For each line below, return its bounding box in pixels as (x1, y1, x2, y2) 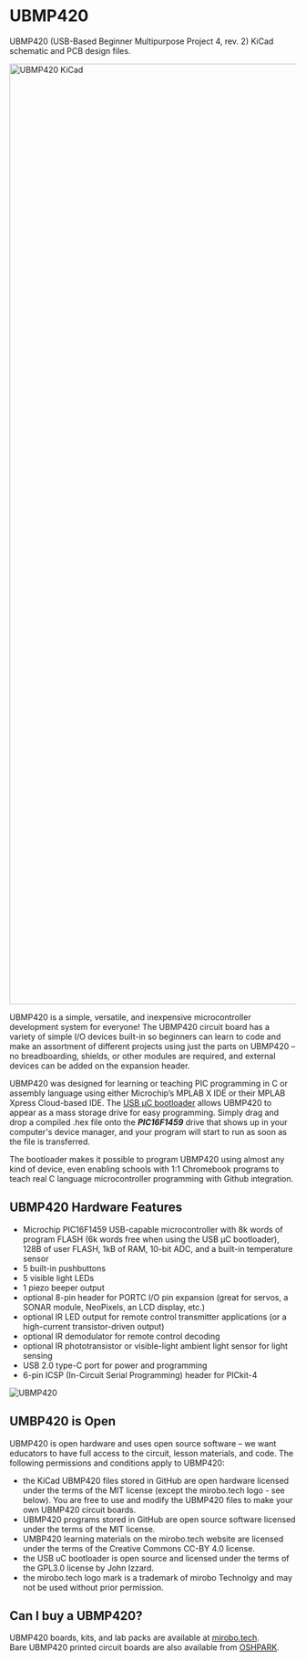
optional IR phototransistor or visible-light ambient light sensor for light (22, 1340, 289, 1352)
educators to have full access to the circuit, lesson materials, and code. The (9, 1447, 294, 1458)
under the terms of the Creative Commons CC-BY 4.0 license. (22, 1542, 255, 1553)
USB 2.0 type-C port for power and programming (22, 1360, 208, 1371)
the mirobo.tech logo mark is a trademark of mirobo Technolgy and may (22, 1572, 293, 1583)
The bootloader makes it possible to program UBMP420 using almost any (9, 1153, 285, 1164)
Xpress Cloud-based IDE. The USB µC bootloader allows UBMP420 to (9, 1097, 272, 1108)
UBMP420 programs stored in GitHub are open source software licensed (22, 1513, 296, 1525)
